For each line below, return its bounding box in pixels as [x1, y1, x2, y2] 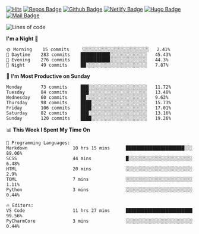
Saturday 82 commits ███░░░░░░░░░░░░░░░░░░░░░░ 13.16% [6, 110, 171, 116]
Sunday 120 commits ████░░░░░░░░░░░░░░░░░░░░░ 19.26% [6, 116, 171, 121]
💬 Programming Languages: [6, 140, 70, 146]
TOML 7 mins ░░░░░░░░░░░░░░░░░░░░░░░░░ [6, 176, 193, 182]
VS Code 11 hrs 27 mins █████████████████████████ [6, 208, 193, 214]
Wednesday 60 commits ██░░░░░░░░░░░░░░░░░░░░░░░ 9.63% [6, 95, 169, 101]
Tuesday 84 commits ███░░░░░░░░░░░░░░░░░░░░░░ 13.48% [6, 89, 171, 95]
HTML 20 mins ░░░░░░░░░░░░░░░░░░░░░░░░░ [6, 166, 193, 172]
